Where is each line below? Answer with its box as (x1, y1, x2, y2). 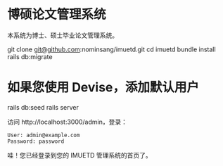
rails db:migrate (7, 52, 53, 60)
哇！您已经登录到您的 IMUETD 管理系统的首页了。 (7, 151, 153, 159)
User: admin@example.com (7, 132, 80, 139)
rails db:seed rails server (7, 103, 79, 111)
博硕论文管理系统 (7, 6, 107, 23)
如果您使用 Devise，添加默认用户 (7, 79, 199, 96)
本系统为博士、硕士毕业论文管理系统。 (7, 31, 118, 39)
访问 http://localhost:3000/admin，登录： (7, 117, 128, 126)
